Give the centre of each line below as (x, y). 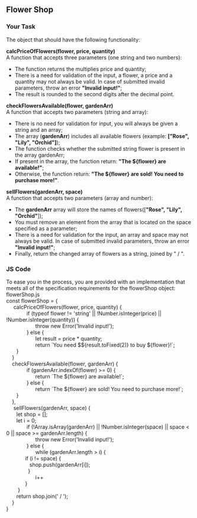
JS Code (19, 269)
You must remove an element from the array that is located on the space (103, 222)
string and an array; (39, 129)
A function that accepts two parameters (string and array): (77, 112)
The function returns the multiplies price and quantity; (80, 69)
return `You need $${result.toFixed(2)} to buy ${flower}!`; (105, 345)
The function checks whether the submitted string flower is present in (100, 148)
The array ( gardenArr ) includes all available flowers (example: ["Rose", (102, 136)
